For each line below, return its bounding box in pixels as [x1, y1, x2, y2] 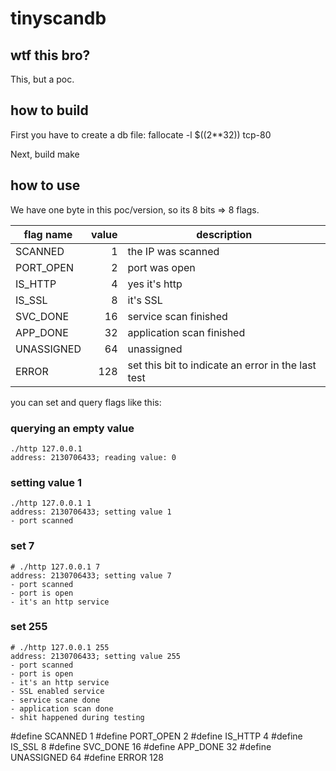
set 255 [10, 620, 48, 634]
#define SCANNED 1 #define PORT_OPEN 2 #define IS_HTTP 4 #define [10, 730, 303, 742]
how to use [10, 177, 81, 194]
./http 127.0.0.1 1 [10, 498, 92, 509]
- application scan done [10, 703, 114, 714]
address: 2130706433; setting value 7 [10, 570, 172, 581]
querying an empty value [10, 421, 135, 435]
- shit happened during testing [10, 712, 145, 722]
